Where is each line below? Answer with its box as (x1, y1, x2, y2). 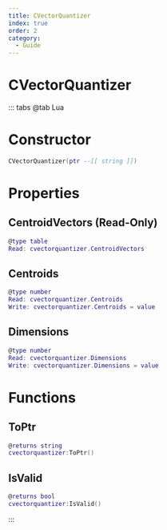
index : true (8, 19, 48, 27)
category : (8, 34, 42, 42)
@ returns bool (8, 492, 56, 501)
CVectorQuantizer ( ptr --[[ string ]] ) (8, 157, 137, 165)
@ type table (8, 237, 48, 245)
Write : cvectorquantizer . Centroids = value (8, 303, 156, 311)
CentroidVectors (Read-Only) (8, 216, 158, 229)
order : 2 (8, 26, 38, 34)
